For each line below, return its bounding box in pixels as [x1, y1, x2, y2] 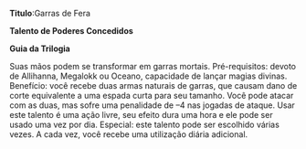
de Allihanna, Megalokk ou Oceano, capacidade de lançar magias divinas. [9, 70, 288, 81]
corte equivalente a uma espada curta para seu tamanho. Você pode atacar [9, 90, 294, 101]
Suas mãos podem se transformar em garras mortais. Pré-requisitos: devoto [9, 61, 297, 71]
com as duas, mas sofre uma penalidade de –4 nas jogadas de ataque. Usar [9, 100, 295, 111]
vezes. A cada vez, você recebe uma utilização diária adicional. [9, 129, 248, 140]
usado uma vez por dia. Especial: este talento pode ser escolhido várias [9, 119, 280, 130]
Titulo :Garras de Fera [9, 8, 91, 18]
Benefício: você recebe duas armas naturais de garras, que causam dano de [9, 80, 298, 90]
